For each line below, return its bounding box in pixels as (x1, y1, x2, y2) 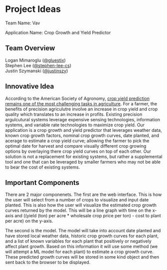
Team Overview (5, 44, 55, 53)
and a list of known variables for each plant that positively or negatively (5, 238, 152, 244)
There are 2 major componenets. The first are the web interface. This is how (5, 191, 162, 197)
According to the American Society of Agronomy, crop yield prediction (5, 95, 150, 101)
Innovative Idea (5, 82, 54, 90)
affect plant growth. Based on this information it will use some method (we (5, 244, 158, 250)
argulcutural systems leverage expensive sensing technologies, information (5, 116, 161, 122)
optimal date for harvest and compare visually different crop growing (5, 143, 147, 149)
